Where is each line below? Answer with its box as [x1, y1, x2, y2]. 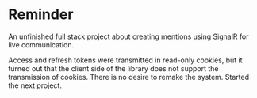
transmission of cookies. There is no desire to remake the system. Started [8, 72, 250, 81]
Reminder [8, 6, 74, 24]
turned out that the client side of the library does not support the [8, 63, 219, 73]
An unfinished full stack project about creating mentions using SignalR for [8, 32, 249, 41]
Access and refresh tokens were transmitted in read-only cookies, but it [8, 55, 244, 65]
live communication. [8, 40, 75, 49]
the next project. [8, 81, 62, 90]
